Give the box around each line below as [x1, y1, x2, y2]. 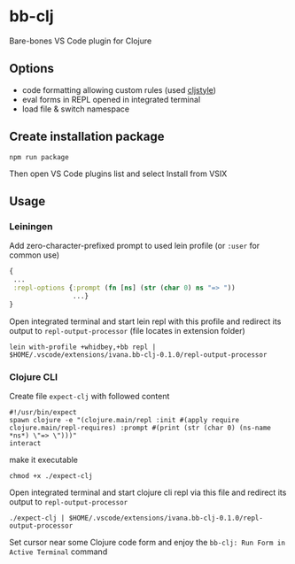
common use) [9, 250, 60, 260]
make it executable [9, 454, 78, 465]
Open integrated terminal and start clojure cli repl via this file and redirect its [9, 487, 287, 498]
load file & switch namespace [21, 104, 130, 114]
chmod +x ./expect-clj [9, 471, 93, 480]
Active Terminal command [9, 546, 108, 557]
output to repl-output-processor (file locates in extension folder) [9, 325, 245, 336]
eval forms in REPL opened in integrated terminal [21, 94, 201, 104]
